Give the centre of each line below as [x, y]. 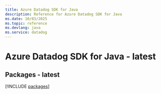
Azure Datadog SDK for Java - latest [80, 57]
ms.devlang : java [23, 28]
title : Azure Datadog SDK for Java [42, 10]
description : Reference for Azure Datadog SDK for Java [64, 14]
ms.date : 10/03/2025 [26, 19]
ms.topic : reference [26, 23]
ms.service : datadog [26, 32]
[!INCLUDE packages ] [27, 86]
